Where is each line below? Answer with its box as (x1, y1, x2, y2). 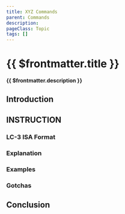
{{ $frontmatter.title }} (6, 57, 120, 71)
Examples (6, 165, 36, 173)
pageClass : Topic (6, 25, 50, 32)
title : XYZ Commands (6, 8, 58, 15)
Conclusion (6, 200, 50, 210)
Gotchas (6, 181, 32, 189)
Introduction (6, 94, 54, 105)
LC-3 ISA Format (6, 133, 56, 141)
